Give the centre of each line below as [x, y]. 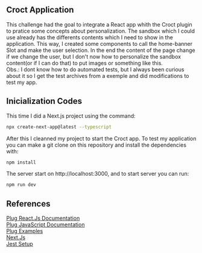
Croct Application [40, 10]
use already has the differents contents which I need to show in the [90, 37]
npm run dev [21, 185]
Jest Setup [20, 244]
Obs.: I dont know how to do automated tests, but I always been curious [95, 69]
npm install [21, 162]
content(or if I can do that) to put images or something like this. [84, 63]
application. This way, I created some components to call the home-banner [99, 43]
